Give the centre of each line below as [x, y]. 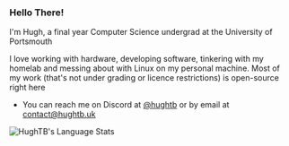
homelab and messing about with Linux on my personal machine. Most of [145, 68]
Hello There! [37, 13]
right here [27, 88]
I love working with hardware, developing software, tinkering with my [137, 59]
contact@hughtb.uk [59, 115]
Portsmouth [31, 41]
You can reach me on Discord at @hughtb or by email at [126, 105]
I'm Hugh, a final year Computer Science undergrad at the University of [141, 32]
